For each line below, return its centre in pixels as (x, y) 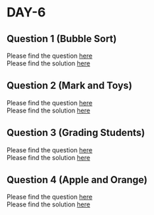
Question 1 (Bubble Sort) (62, 39)
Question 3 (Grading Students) (76, 133)
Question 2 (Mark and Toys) (70, 86)
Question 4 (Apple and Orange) (77, 180)
